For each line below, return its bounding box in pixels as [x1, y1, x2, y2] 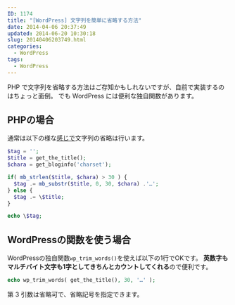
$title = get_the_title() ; [7, 155, 87, 162]
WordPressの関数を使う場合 [7, 233, 132, 246]
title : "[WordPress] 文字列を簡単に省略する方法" [7, 17, 142, 24]
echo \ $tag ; [7, 212, 42, 220]
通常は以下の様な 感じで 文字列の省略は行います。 [7, 134, 149, 143]
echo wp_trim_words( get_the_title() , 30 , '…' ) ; [7, 277, 156, 284]
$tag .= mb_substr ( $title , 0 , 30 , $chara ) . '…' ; [13, 180, 159, 187]
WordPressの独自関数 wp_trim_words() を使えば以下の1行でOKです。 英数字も [7, 254, 229, 262]
